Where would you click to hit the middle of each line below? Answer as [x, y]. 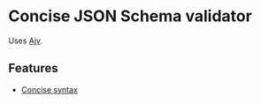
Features [33, 68]
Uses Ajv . [26, 41]
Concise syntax [50, 89]
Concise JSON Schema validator [130, 16]
